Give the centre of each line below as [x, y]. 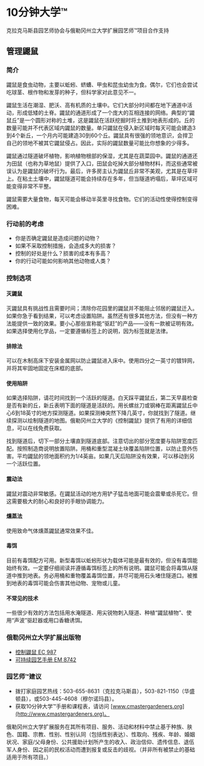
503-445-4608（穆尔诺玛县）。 [78, 699]
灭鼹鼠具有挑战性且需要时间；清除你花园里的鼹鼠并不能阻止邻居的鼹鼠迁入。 [102, 308]
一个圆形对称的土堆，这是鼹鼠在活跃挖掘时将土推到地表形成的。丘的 [110, 120]
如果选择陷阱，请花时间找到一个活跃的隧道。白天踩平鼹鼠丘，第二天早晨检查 [102, 398]
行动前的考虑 [25, 224]
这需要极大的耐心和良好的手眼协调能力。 [57, 501]
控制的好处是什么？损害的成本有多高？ [63, 253]
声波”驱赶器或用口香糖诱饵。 [50, 620]
